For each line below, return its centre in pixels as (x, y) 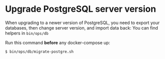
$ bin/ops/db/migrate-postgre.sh (39, 52)
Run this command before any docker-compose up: (58, 42)
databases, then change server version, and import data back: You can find (82, 28)
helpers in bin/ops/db (27, 33)
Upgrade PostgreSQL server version (81, 9)
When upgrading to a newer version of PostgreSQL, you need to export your (82, 23)
